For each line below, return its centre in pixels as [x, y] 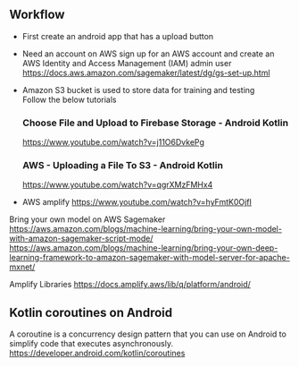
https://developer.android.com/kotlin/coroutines [97, 354]
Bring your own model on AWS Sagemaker [87, 219]
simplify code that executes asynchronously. [91, 344]
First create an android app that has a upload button [118, 36]
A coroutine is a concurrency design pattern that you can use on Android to [148, 334]
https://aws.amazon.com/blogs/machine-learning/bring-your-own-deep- [144, 248]
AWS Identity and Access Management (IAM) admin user [127, 63]
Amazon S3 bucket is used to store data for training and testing [138, 90]
